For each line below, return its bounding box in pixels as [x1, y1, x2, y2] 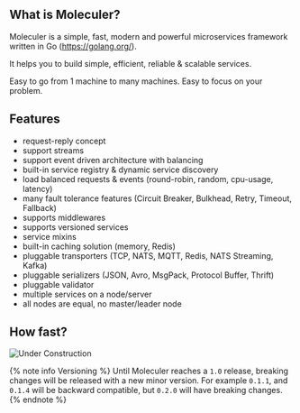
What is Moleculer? [9, 7, 121, 23]
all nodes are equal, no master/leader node [22, 298, 182, 309]
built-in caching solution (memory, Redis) [22, 241, 176, 252]
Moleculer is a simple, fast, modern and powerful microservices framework [9, 31, 288, 41]
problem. [9, 85, 43, 96]
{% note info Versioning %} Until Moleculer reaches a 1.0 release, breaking [9, 365, 289, 377]
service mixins [22, 231, 77, 242]
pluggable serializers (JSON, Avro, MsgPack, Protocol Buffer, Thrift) [22, 270, 275, 280]
